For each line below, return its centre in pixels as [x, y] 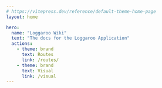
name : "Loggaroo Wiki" [39, 33]
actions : [22, 44]
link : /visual [39, 76]
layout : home [22, 17]
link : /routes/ [40, 60]
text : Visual [38, 71]
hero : [13, 27]
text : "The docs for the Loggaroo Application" [71, 38]
